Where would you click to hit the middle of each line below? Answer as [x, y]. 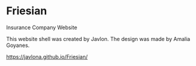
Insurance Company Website [42, 27]
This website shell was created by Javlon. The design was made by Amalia [98, 39]
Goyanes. [18, 45]
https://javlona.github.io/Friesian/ [47, 56]
